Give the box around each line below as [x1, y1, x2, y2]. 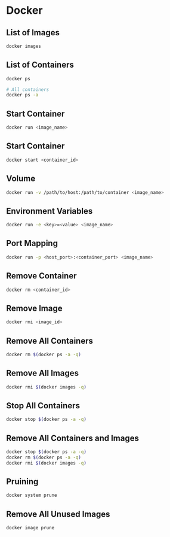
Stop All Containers [6, 401, 81, 411]
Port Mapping [6, 238, 58, 248]
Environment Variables [6, 206, 93, 216]
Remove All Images [6, 368, 79, 378]
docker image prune [6, 525, 55, 531]
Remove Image [6, 303, 63, 313]
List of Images [6, 28, 60, 38]
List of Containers [6, 60, 75, 70]
